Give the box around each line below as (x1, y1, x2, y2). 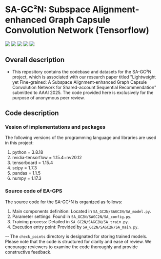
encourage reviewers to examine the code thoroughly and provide (5, 244, 138, 250)
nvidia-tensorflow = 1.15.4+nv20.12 (12, 155, 82, 161)
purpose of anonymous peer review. (12, 94, 85, 100)
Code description (5, 109, 59, 118)
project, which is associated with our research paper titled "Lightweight (12, 74, 156, 80)
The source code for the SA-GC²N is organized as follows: (5, 199, 122, 205)
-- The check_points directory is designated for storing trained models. (5, 233, 147, 239)
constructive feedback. (5, 249, 52, 255)
